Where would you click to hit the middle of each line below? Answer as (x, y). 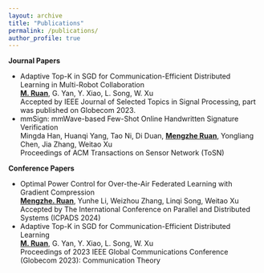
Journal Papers (34, 61)
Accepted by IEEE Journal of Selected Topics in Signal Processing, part (138, 102)
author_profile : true (45, 38)
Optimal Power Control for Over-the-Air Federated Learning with (126, 184)
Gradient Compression (57, 192)
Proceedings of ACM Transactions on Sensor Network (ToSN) (122, 153)
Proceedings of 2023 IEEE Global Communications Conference (124, 252)
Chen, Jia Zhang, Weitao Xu (66, 144)
